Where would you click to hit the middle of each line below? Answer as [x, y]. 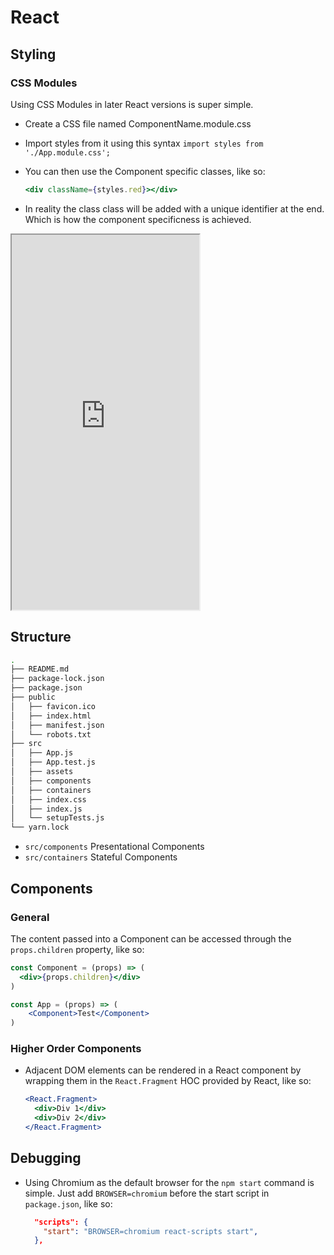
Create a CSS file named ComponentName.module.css [138, 123]
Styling [33, 54]
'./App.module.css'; [67, 152]
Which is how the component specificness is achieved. [138, 219]
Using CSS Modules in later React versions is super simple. [132, 104]
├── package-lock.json [57, 679]
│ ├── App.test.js [53, 762]
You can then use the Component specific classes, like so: [145, 171]
